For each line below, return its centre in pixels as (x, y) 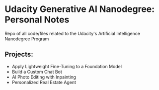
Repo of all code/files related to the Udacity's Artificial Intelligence (72, 33)
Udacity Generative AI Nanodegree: (80, 9)
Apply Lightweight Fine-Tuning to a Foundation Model (67, 66)
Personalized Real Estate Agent (44, 82)
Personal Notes (37, 20)
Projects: (19, 54)
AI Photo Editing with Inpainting (44, 77)
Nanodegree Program (27, 39)
